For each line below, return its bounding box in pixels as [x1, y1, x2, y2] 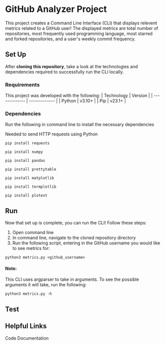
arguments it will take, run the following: [5, 282, 87, 288]
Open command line [12, 230, 54, 235]
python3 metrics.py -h [5, 291, 52, 297]
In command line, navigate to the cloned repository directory [12, 235, 136, 241]
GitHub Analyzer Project [5, 3, 108, 15]
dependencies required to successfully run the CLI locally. [5, 69, 124, 75]
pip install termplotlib [5, 184, 56, 190]
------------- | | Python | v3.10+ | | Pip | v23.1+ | [29, 98, 126, 104]
